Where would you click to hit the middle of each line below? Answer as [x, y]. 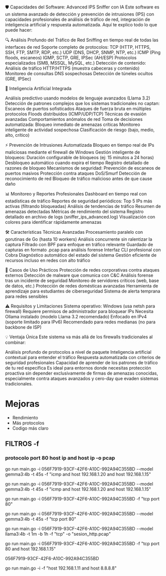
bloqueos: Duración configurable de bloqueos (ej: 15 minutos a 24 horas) [80, 157]
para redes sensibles [27, 296]
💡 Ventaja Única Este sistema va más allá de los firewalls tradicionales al [79, 337]
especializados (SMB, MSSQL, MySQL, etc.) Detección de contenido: [76, 63]
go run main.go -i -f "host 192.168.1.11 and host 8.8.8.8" [61, 568]
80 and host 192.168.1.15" [30, 549]
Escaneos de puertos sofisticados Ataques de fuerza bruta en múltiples [78, 109]
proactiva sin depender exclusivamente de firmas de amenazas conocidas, [82, 373]
